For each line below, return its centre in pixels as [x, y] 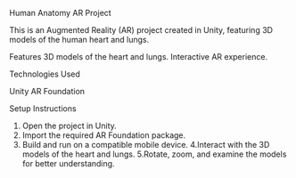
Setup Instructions [43, 109]
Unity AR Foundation [47, 91]
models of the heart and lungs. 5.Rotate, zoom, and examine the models [154, 154]
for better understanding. [68, 163]
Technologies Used [45, 74]
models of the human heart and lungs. [79, 40]
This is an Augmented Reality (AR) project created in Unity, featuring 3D [141, 30]
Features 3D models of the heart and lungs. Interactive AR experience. [139, 57]
